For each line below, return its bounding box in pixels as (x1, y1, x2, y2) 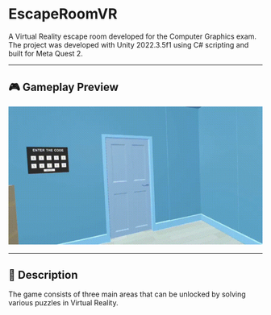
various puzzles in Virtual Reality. (8, 298, 119, 308)
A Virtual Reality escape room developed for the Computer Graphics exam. (8, 31, 256, 41)
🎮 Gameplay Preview (8, 81, 119, 94)
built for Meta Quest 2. (8, 48, 83, 58)
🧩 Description (8, 267, 78, 282)
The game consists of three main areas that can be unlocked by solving (8, 289, 246, 299)
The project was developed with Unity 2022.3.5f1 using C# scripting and (8, 39, 249, 49)
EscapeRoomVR (8, 5, 118, 23)
